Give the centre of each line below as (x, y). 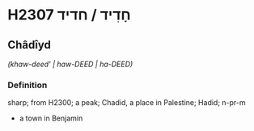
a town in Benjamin (51, 118)
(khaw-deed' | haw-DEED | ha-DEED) (70, 64)
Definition (28, 85)
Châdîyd (30, 45)
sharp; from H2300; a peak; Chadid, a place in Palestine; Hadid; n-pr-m (127, 103)
